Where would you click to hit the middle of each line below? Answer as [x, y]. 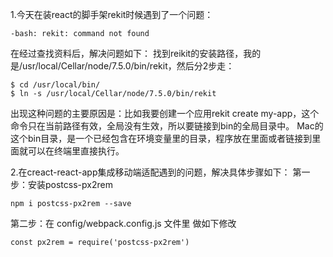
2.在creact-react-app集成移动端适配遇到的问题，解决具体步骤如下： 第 [156, 172]
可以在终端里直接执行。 [76, 151]
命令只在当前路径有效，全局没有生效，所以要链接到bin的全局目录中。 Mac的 [167, 126]
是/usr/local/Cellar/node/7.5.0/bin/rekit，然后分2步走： [122, 66]
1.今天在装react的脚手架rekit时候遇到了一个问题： [112, 14]
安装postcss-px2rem [70, 184]
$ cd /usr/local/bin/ [55, 85]
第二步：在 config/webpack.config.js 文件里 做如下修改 [123, 223]
